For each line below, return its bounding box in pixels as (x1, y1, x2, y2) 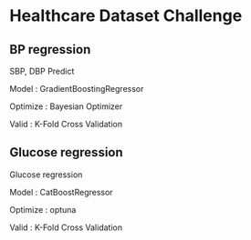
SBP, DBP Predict (9, 65, 75, 76)
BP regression (9, 42, 91, 57)
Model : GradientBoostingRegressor (9, 84, 144, 94)
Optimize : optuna (9, 204, 77, 215)
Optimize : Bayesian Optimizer (9, 101, 123, 112)
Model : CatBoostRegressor (9, 186, 113, 197)
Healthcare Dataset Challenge (9, 5, 243, 26)
